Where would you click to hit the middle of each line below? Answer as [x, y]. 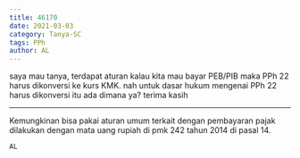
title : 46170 [33, 17]
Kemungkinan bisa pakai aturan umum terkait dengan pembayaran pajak [142, 121]
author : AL [29, 51]
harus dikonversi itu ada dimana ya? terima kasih [99, 96]
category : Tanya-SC [46, 34]
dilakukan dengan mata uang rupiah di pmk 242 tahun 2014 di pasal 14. [140, 130]
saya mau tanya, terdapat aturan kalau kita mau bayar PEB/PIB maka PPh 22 [149, 76]
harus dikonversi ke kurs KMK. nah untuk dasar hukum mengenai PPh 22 [143, 86]
